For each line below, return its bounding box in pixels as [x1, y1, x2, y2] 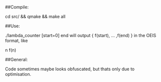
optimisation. [5, 71, 31, 77]
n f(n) [5, 47, 16, 53]
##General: [5, 57, 28, 62]
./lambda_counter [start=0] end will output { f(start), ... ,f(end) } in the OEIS [5, 33, 156, 38]
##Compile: [5, 4, 29, 10]
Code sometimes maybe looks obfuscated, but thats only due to [5, 66, 135, 72]
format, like [5, 38, 28, 43]
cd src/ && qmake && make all [5, 14, 66, 19]
